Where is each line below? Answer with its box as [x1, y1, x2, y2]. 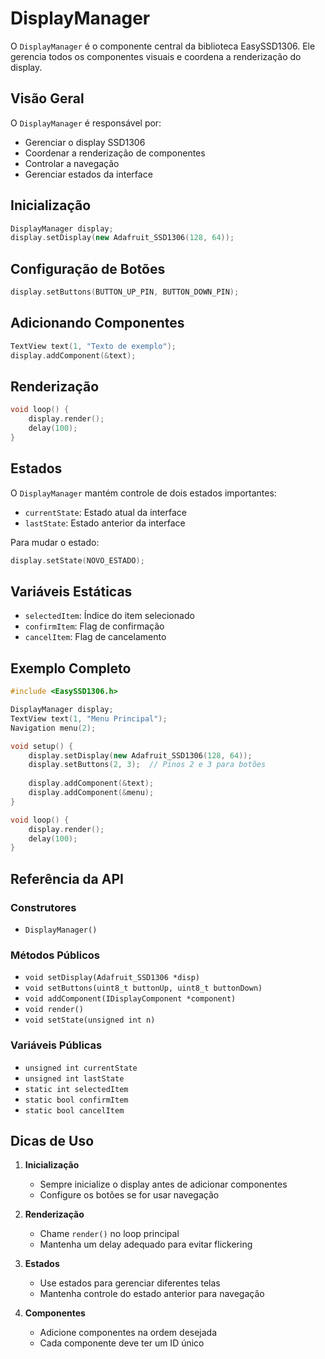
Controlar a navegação [24, 157, 120, 169]
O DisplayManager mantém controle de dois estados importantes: [10, 487, 277, 499]
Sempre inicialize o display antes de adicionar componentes [39, 1178, 288, 1191]
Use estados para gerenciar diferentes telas [39, 1277, 221, 1289]
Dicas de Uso [10, 1132, 95, 1149]
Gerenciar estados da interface [24, 168, 153, 180]
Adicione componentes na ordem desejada [39, 1327, 218, 1339]
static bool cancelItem [24, 1105, 125, 1116]
